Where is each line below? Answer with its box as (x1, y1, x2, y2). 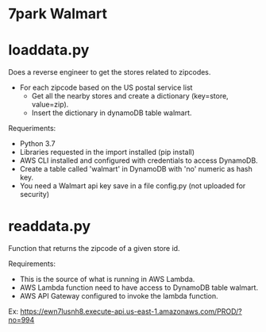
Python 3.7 (19, 139, 56, 149)
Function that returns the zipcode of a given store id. (8, 244, 180, 253)
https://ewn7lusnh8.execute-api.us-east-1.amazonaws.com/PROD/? (20, 307, 242, 316)
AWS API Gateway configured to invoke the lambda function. (19, 291, 218, 301)
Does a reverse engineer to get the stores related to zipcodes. (8, 68, 211, 77)
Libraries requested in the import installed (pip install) (19, 148, 195, 157)
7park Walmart (8, 5, 108, 23)
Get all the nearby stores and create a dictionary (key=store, (31, 91, 229, 101)
